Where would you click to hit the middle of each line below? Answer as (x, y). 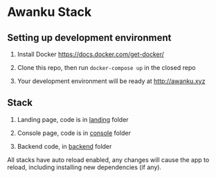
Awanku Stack (49, 12)
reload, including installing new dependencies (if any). (84, 167)
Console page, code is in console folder (74, 133)
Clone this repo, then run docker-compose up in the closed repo (106, 68)
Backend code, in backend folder (64, 146)
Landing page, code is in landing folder (73, 119)
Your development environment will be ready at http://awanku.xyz (111, 81)
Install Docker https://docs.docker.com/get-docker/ (91, 54)
